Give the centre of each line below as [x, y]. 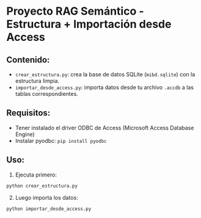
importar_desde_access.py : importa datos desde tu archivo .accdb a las [104, 87]
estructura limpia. [37, 81]
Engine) [25, 134]
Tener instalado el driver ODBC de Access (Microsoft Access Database [104, 128]
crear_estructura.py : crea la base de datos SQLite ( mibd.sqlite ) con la [105, 74]
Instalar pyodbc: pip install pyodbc [61, 140]
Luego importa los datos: [46, 197]
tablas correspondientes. [46, 94]
